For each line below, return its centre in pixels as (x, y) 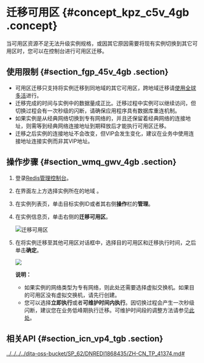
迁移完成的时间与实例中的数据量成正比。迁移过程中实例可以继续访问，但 (105, 103)
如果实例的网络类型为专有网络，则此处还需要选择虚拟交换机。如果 (107, 287)
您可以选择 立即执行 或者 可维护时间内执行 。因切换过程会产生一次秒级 (109, 302)
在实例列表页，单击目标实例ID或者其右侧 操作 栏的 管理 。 (84, 204)
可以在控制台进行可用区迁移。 (70, 51)
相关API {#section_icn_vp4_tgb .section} (85, 338)
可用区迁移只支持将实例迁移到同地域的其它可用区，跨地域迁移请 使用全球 (105, 88)
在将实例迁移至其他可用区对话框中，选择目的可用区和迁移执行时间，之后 (105, 242)
